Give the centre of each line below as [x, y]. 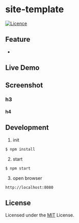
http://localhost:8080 [29, 187]
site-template [35, 9]
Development [27, 128]
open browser [27, 178]
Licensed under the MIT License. [40, 215]
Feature [18, 39]
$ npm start [18, 168]
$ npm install [20, 149]
